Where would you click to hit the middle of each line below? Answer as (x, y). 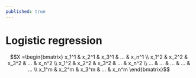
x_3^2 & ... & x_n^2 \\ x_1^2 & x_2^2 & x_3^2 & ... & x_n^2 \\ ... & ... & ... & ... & (99, 63)
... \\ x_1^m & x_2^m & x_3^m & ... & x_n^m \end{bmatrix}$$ (99, 69)
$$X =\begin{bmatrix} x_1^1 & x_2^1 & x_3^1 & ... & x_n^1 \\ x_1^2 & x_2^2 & (99, 57)
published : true (25, 11)
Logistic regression (54, 40)
